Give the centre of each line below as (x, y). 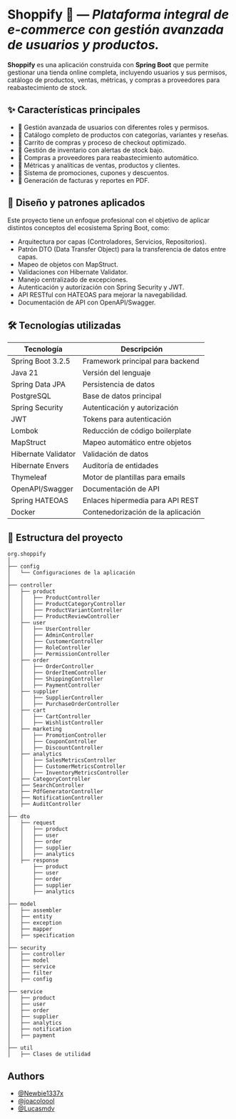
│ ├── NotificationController (55, 798)
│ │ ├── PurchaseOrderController (63, 704)
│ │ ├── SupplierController (55, 698)
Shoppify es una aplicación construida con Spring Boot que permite (108, 64)
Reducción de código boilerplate (137, 431)
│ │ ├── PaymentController (54, 685)
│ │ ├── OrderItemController (57, 673)
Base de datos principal (122, 396)
